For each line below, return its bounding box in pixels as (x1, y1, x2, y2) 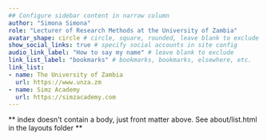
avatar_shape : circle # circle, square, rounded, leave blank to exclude (8, 33, 260, 42)
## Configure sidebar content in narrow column (8, 11, 170, 20)
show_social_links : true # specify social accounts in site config (8, 41, 238, 49)
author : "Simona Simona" (8, 19, 91, 27)
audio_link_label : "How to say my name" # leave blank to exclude (8, 49, 234, 56)
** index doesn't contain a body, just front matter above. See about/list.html (8, 115, 257, 124)
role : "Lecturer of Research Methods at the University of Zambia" (8, 26, 238, 34)
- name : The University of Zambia (8, 71, 124, 79)
